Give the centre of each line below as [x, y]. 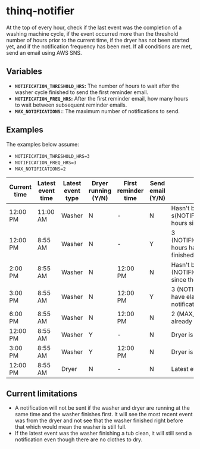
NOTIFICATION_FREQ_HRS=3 [46, 163]
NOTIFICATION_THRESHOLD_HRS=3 [52, 156]
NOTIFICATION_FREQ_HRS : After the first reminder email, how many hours [101, 98]
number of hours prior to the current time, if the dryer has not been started [98, 40]
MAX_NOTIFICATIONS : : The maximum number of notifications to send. [97, 111]
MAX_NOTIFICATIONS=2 [40, 169]
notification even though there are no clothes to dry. [79, 439]
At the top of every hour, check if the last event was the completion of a [94, 27]
